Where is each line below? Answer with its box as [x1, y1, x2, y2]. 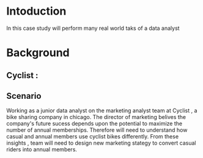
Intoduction [6, 4, 67, 18]
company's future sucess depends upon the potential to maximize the [6, 120, 182, 127]
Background [6, 46, 70, 60]
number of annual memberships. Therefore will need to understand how [6, 126, 188, 134]
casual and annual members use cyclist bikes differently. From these [6, 133, 179, 140]
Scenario [6, 90, 42, 101]
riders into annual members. [6, 146, 78, 153]
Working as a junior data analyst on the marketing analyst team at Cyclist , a [6, 107, 197, 114]
